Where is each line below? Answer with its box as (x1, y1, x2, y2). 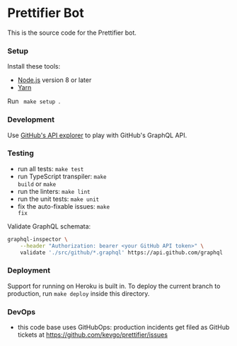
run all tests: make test (17, 164, 84, 173)
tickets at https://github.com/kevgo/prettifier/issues (17, 330, 168, 339)
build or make (17, 179, 57, 188)
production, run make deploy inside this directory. (7, 289, 150, 298)
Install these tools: (7, 62, 61, 71)
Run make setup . (7, 97, 61, 105)
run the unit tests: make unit (17, 195, 100, 203)
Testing (7, 149, 34, 158)
